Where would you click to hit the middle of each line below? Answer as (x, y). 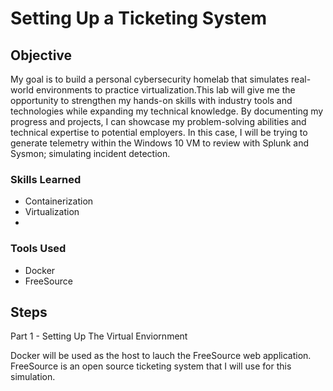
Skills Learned (46, 179)
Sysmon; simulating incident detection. (90, 153)
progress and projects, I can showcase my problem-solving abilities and (158, 121)
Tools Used (38, 249)
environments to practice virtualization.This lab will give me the (165, 90)
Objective (41, 55)
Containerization (59, 201)
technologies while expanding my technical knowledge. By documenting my (167, 111)
